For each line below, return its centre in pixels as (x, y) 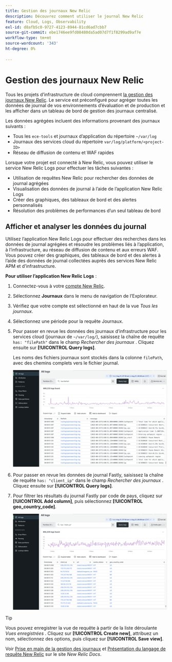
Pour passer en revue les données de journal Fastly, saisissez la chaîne (88, 475)
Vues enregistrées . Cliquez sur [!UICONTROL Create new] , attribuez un (82, 633)
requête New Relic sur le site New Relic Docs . (53, 654)
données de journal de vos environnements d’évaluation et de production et (85, 105)
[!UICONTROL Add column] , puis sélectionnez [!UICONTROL (78, 501)
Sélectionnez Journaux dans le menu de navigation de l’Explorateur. (85, 296)
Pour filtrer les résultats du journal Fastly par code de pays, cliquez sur (88, 496)
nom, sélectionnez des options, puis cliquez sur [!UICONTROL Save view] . (84, 638)
